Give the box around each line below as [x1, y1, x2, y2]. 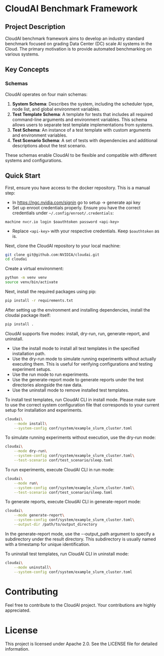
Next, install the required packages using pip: [5, 288, 96, 294]
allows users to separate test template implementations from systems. [12, 121, 154, 128]
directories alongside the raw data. [12, 382, 83, 388]
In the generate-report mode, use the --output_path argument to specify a [5, 531, 155, 537]
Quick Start [5, 171, 41, 180]
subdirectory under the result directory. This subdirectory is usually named [5, 536, 156, 542]
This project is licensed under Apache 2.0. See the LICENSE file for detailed [5, 641, 158, 647]
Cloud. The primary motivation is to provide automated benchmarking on [5, 46, 152, 52]
